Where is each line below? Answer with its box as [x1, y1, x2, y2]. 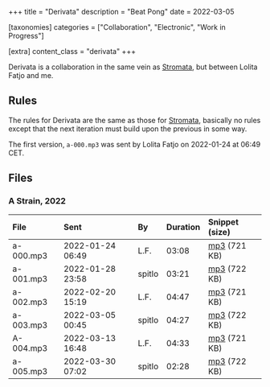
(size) [207, 226, 231, 237]
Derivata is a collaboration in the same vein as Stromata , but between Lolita [8, 62, 258, 72]
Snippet [207, 216, 239, 228]
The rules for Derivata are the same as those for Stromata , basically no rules [8, 115, 261, 125]
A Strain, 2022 [8, 196, 67, 207]
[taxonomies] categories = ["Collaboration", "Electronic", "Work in [8, 23, 227, 31]
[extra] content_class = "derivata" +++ [8, 47, 137, 56]
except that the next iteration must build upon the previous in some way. [8, 124, 247, 134]
